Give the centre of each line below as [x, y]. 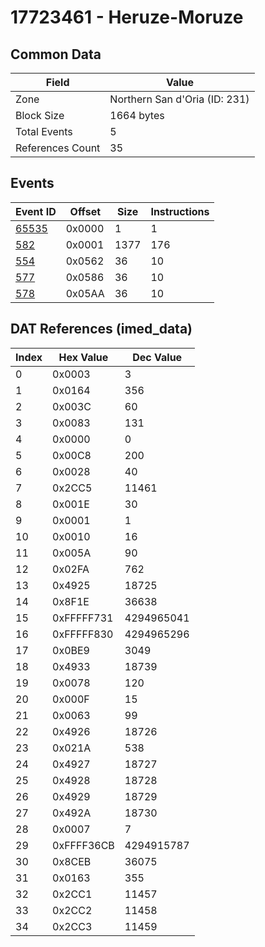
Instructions [180, 211]
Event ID [36, 211]
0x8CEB [72, 861]
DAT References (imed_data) [101, 329]
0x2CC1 [72, 894]
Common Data [56, 54]
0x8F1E [71, 601]
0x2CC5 [72, 488]
